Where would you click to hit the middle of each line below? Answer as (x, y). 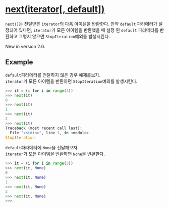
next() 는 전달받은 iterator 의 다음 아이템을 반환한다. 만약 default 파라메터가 (81, 24)
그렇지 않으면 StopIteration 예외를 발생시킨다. (64, 36)
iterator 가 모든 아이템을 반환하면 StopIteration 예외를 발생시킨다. (71, 81)
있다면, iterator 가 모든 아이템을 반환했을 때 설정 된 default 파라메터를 (89, 30)
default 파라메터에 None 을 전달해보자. (42, 148)
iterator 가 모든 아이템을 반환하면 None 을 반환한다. (55, 154)
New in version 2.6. (25, 46)
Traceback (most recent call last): (44, 128)
